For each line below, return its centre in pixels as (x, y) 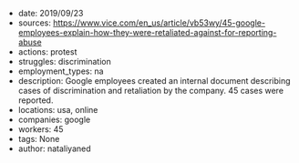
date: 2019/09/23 (51, 13)
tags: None (39, 139)
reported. (36, 100)
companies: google (54, 119)
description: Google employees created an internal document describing (154, 81)
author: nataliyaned (54, 148)
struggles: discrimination (64, 61)
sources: (35, 23)
